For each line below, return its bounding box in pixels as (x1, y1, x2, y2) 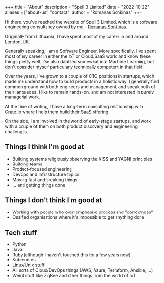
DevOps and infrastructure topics (12, 171, 80, 177)
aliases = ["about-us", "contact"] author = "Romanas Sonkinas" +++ (5, 9, 143, 15)
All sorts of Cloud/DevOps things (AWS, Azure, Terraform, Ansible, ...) (12, 267, 153, 273)
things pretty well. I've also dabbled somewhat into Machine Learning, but (5, 59, 154, 64)
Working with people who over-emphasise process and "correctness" (12, 209, 153, 215)
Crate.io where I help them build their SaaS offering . (5, 109, 110, 115)
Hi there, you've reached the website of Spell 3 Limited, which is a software (5, 19, 158, 24)
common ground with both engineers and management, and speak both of (5, 84, 156, 90)
